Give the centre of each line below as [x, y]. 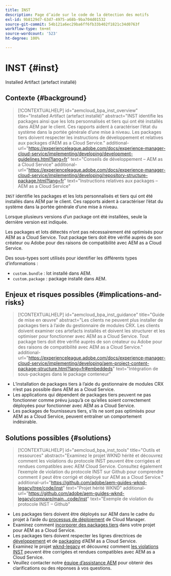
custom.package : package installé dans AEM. [60, 278]
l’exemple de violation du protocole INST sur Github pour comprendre [91, 472]
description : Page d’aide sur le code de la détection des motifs [77, 15]
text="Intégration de [137, 369]
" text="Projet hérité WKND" [92, 488]
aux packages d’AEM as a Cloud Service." [61, 142]
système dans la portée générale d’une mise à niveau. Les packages [90, 132]
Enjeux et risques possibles [50, 295]
